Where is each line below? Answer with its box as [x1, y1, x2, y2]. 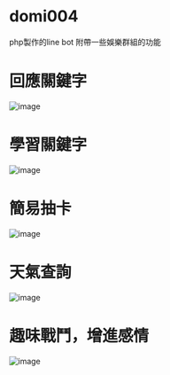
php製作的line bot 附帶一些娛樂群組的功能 [9, 36, 162, 47]
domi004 [9, 6, 79, 27]
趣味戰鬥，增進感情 [9, 325, 150, 346]
